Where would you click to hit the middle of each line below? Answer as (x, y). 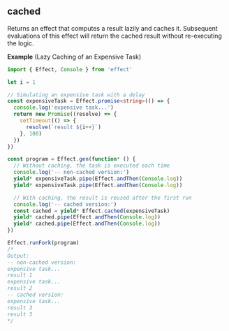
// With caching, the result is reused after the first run (103, 198)
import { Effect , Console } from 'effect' (70, 69)
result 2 (20, 288)
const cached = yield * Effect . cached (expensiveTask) (92, 211)
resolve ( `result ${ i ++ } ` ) (63, 127)
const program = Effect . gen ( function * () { (72, 159)
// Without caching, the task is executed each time (92, 166)
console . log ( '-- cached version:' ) (65, 204)
